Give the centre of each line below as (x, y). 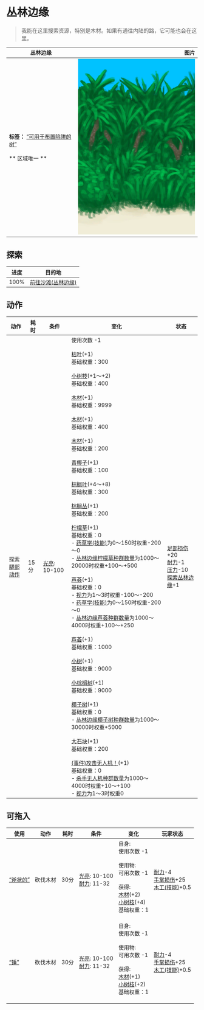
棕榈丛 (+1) (85, 506)
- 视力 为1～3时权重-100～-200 (112, 594)
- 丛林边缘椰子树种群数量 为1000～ (115, 719)
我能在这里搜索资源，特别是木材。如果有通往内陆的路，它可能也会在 (106, 30)
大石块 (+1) (85, 741)
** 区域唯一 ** (28, 158)
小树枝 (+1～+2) (91, 375)
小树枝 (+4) (132, 902)
